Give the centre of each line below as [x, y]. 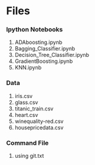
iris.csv [23, 96]
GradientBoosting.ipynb [44, 61]
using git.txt [29, 156]
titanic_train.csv [34, 109]
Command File [28, 142]
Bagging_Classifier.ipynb [45, 49]
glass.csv [26, 102]
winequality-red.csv [39, 121]
